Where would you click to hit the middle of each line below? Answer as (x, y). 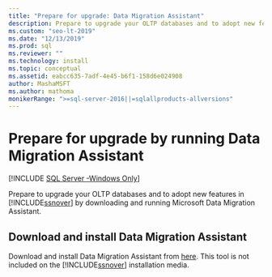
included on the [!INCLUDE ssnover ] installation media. (99, 265)
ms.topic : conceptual (45, 69)
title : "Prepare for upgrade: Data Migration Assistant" (106, 16)
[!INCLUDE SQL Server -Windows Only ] (74, 178)
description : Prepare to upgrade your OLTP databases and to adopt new (132, 23)
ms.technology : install (49, 62)
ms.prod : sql (30, 46)
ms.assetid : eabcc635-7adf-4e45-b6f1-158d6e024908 (96, 76)
